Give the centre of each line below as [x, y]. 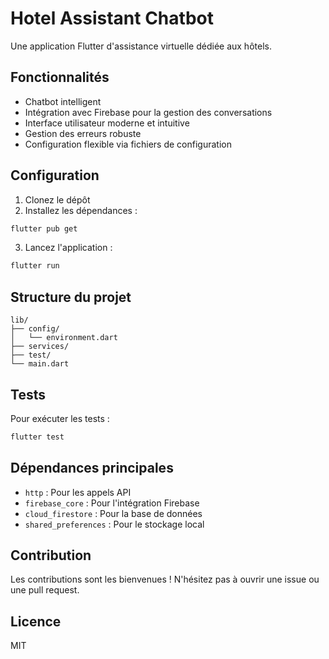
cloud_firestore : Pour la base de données [113, 513]
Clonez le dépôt [57, 199]
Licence [36, 621]
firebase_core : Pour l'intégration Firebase [112, 503]
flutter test [37, 437]
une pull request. [45, 590]
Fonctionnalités [60, 77]
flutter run [35, 266]
